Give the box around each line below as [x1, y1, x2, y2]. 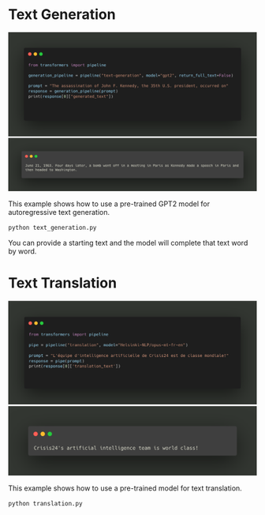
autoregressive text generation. [8, 208, 110, 217]
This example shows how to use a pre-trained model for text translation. [8, 483, 242, 493]
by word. [8, 246, 37, 256]
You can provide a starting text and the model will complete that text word [8, 239, 248, 248]
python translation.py [8, 499, 83, 507]
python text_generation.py [8, 224, 97, 232]
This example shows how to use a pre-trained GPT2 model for [8, 199, 211, 209]
